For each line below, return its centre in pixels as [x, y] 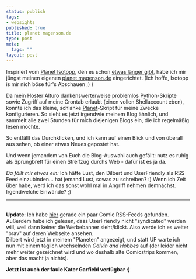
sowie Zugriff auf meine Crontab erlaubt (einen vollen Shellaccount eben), [95, 101]
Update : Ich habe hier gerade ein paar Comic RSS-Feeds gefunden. [87, 215]
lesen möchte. [23, 126]
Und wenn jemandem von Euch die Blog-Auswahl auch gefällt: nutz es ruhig [97, 155]
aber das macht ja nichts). [37, 258]
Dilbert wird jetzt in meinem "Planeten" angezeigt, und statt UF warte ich [93, 239]
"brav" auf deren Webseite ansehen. [50, 233]
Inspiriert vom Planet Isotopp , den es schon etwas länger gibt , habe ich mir [96, 71]
